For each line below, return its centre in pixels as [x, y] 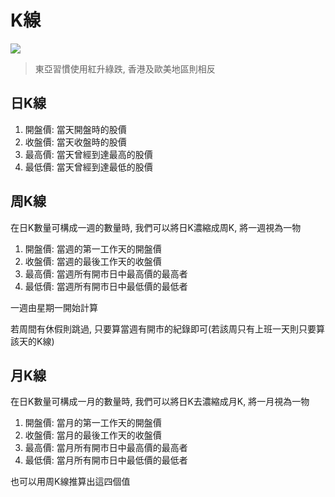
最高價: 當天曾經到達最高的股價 [88, 154]
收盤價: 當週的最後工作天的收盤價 [93, 261]
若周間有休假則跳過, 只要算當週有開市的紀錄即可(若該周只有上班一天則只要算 [168, 328]
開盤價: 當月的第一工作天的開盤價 [93, 423]
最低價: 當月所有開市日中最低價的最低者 [106, 460]
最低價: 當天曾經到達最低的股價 [88, 167]
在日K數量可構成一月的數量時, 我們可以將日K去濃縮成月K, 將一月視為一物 [160, 402]
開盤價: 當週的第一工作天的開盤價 [93, 248]
